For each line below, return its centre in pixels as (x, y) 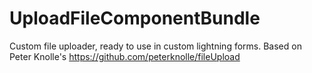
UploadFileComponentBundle (135, 18)
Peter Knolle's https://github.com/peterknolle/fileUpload (125, 56)
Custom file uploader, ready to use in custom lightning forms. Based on (155, 46)
